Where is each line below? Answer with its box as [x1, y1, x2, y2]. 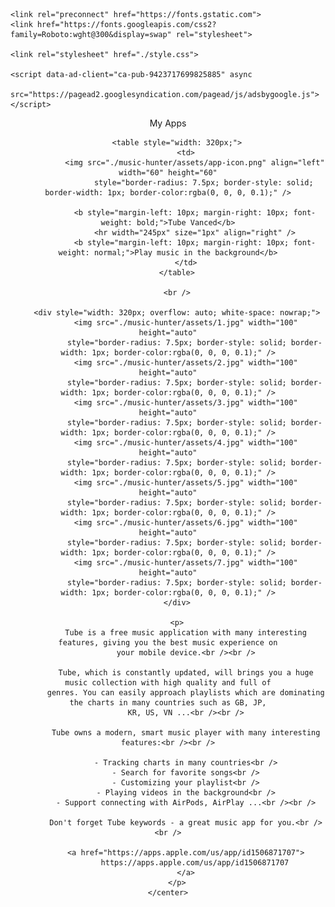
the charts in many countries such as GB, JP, [69, 698, 267, 708]
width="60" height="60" [118, 168, 218, 178]
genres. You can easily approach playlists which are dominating [46, 688, 325, 698]
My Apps [149, 117, 187, 129]
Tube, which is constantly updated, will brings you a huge [58, 668, 314, 678]
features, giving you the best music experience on [58, 638, 278, 648]
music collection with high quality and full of [64, 678, 272, 688]
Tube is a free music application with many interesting [64, 628, 307, 638]
